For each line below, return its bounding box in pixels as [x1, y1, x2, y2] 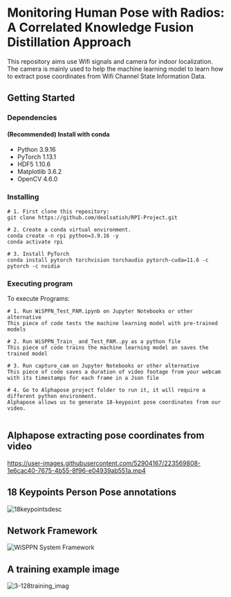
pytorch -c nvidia [7, 262, 60, 270]
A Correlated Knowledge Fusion [7, 19, 194, 35]
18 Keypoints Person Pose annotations [7, 487, 176, 499]
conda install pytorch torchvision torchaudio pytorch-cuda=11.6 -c [7, 257, 209, 263]
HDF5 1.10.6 [17, 160, 50, 168]
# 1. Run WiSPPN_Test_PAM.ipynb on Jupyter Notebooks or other [7, 308, 194, 315]
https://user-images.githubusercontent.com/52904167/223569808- [7, 459, 201, 467]
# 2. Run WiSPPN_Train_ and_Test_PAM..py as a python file [7, 338, 181, 345]
